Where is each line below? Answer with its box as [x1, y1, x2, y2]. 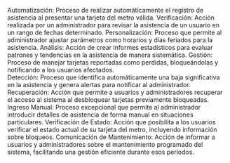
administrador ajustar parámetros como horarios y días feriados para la [7, 36, 213, 44]
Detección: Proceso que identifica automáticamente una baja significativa [7, 73, 220, 81]
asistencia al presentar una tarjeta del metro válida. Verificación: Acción [7, 13, 215, 22]
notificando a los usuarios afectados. [7, 66, 114, 74]
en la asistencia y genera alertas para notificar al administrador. [7, 81, 191, 89]
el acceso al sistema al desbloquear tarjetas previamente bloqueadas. [7, 96, 209, 104]
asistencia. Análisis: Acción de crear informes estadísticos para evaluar [7, 44, 213, 51]
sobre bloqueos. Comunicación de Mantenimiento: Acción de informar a [7, 133, 215, 141]
